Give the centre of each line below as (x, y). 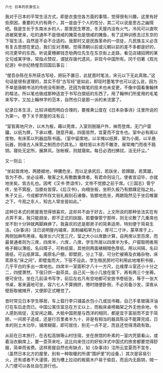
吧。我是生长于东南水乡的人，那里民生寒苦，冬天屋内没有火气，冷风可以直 (79, 29)
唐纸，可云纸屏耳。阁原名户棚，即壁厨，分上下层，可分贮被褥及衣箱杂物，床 (81, 254)
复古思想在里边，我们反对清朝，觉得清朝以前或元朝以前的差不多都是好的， (83, 47)
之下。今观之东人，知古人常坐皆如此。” (43, 201)
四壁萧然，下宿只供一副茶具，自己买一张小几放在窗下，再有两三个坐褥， (86, 272)
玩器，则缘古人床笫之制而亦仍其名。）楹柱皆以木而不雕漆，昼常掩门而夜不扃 (81, 144)
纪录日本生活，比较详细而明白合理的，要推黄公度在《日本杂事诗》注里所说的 (81, 110)
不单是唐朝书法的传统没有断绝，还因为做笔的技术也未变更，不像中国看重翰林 (81, 87)
